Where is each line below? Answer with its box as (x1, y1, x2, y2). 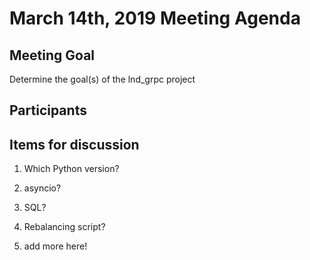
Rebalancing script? (23, 221, 106, 233)
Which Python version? (23, 163, 120, 175)
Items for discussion (9, 136, 140, 153)
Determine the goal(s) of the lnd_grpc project (9, 73, 196, 85)
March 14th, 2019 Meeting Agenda (9, 7, 301, 30)
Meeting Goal (9, 47, 96, 64)
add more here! (23, 240, 88, 252)
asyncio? (23, 182, 62, 194)
